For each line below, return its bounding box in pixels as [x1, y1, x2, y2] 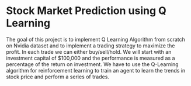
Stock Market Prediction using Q [6, 4, 166, 18]
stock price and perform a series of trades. [6, 73, 110, 80]
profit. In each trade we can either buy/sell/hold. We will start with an [6, 48, 172, 55]
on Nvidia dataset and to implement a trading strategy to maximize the [6, 42, 175, 49]
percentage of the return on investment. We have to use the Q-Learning [6, 60, 179, 68]
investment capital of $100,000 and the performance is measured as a [6, 54, 175, 61]
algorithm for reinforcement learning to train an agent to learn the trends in [6, 67, 186, 74]
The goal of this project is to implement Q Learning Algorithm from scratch [6, 36, 185, 43]
